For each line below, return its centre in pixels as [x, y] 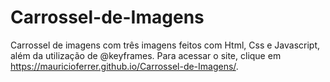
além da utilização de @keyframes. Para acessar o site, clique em [146, 55]
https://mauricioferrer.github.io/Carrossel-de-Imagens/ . [124, 66]
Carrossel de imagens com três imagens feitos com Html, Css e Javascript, [165, 45]
